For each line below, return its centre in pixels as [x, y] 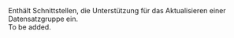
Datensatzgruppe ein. [43, 19]
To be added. [30, 27]
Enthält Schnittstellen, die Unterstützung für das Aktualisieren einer [117, 10]
